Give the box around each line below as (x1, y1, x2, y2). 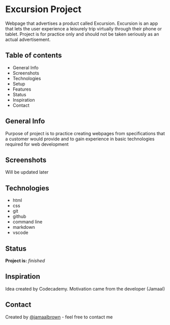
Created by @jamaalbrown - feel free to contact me (5, 314, 113, 320)
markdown (12, 224, 36, 230)
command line (12, 219, 43, 225)
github (12, 214, 26, 220)
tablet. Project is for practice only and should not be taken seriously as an (5, 31, 159, 37)
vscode (12, 229, 29, 236)
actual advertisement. (5, 36, 51, 43)
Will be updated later (5, 169, 49, 175)
